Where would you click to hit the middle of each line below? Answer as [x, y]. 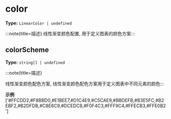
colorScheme [27, 50]
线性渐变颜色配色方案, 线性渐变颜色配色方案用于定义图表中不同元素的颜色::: [85, 84]
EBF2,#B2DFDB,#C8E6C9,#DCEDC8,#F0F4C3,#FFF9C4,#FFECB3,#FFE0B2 [86, 106]
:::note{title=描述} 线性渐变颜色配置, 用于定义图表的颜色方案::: [70, 33]
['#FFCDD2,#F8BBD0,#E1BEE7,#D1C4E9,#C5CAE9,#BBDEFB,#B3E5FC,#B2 [85, 100]
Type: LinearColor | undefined [39, 23]
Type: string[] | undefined [35, 62]
